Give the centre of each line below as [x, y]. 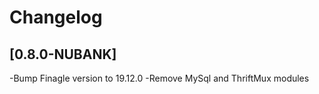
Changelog [56, 17]
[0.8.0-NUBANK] [63, 54]
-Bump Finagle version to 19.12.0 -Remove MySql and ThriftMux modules [159, 78]
